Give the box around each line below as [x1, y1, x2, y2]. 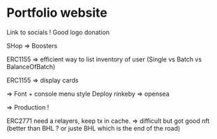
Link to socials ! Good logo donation [6, 28, 110, 36]
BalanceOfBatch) [6, 62, 56, 71]
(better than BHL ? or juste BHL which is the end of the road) [6, 124, 181, 132]
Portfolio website [6, 5, 107, 21]
